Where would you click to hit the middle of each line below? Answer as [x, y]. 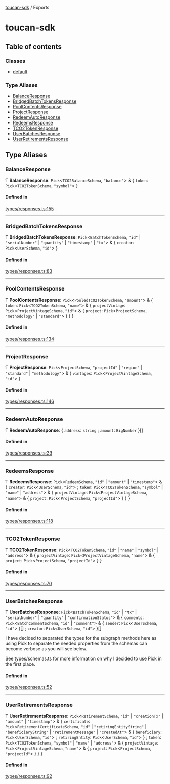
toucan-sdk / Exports [27, 7]
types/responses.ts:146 [30, 401]
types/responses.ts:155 [30, 209]
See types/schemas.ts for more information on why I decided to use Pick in [83, 659]
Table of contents [33, 46]
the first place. [20, 664]
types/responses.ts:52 [29, 687]
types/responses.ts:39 [29, 453]
